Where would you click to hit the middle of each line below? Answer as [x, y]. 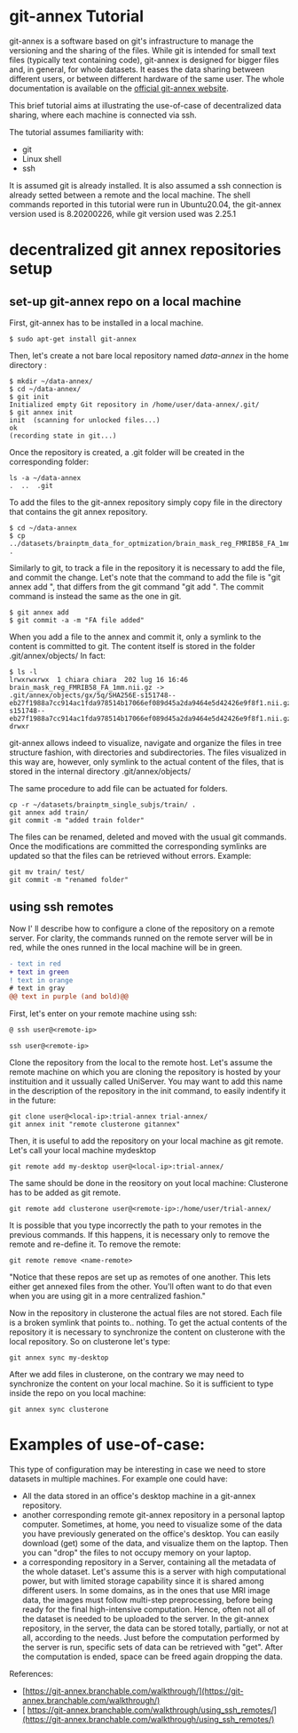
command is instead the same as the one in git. [95, 596]
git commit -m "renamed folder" [69, 879]
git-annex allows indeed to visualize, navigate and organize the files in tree [145, 742]
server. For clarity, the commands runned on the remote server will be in [141, 938]
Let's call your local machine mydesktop [83, 1150]
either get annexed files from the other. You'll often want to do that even [141, 1286]
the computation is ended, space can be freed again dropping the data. [152, 1657]
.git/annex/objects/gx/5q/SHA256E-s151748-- [93, 695]
